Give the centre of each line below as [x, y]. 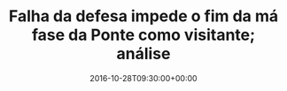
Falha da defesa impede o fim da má [143, 16]
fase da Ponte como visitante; [143, 35]
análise [143, 54]
